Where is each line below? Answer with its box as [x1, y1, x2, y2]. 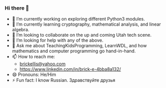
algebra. [12, 27, 30, 33]
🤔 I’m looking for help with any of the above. [12, 37, 104, 43]
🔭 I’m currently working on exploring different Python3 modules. [12, 16, 145, 22]
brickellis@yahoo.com [19, 61, 66, 67]
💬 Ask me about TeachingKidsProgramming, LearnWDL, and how [12, 43, 147, 49]
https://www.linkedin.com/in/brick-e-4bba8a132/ [19, 66, 121, 72]
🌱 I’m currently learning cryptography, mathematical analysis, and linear [12, 21, 161, 27]
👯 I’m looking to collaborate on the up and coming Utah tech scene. [12, 32, 152, 38]
